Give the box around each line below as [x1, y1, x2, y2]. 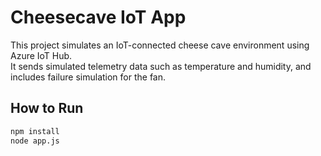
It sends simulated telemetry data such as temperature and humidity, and [10, 60, 312, 72]
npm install [10, 126, 60, 136]
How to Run [10, 100, 84, 117]
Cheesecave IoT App [10, 6, 187, 29]
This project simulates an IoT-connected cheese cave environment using [10, 39, 310, 51]
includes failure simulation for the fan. [10, 71, 167, 83]
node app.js [10, 136, 60, 146]
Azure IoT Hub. [10, 49, 73, 61]
